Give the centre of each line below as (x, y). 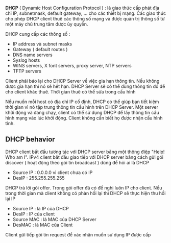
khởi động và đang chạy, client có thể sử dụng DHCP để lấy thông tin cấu (82, 113)
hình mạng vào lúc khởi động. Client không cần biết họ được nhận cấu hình (84, 118)
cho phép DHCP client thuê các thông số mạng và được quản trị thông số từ (85, 19)
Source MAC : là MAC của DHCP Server (55, 219)
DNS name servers (32, 55)
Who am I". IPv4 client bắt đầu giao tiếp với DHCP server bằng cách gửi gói (84, 157)
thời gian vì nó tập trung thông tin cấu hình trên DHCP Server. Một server (82, 107)
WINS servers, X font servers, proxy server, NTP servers (72, 66)
